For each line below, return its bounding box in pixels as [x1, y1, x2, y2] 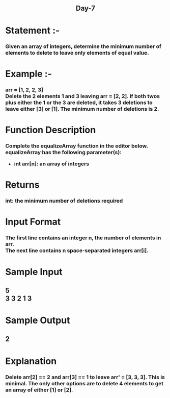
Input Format [5, 216, 61, 228]
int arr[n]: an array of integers [14, 160, 90, 167]
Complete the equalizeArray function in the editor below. [5, 142, 149, 150]
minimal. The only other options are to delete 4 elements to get [5, 380, 164, 387]
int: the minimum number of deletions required [5, 197, 123, 205]
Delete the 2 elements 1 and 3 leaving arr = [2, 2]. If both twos [5, 92, 160, 99]
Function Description [5, 124, 96, 136]
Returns [5, 179, 40, 191]
